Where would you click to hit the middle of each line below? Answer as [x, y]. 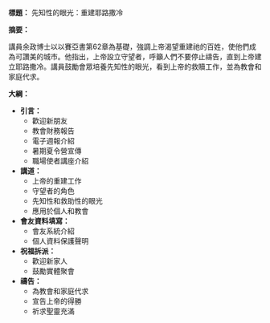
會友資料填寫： [45, 221]
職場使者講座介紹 [60, 161]
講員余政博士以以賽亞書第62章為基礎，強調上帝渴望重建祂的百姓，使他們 [129, 46]
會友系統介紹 [53, 231]
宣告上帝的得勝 [57, 301]
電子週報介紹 [53, 141]
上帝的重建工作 [57, 181]
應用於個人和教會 [60, 211]
